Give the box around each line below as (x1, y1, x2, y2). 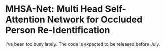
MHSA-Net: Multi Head (5, 3, 103, 15)
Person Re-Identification (5, 25, 111, 36)
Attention (5, 14, 45, 25)
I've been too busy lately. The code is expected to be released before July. (5, 41, 160, 47)
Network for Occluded (47, 14, 143, 25)
